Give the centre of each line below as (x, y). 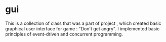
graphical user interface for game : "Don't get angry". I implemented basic (82, 28)
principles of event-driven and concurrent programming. (64, 34)
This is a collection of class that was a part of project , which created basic (83, 23)
